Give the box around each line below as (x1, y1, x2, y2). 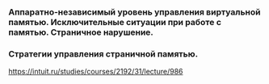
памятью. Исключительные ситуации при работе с (8, 16, 222, 27)
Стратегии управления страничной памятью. (8, 48, 199, 59)
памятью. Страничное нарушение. (8, 27, 153, 38)
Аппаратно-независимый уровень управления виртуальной (8, 6, 261, 18)
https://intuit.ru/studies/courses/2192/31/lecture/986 (8, 67, 183, 77)
